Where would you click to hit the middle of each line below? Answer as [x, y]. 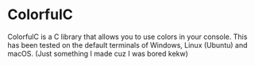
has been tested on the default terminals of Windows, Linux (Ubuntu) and [127, 45]
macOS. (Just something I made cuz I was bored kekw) [98, 53]
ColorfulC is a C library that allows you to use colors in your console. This [127, 37]
